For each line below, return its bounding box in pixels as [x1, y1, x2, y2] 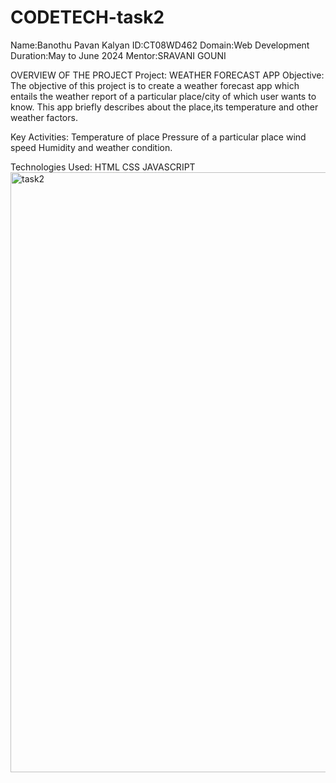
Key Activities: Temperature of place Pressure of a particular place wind [10, 131, 307, 143]
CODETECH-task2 [10, 6, 165, 29]
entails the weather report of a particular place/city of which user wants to [10, 90, 317, 102]
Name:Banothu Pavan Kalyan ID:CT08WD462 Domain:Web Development [10, 39, 310, 51]
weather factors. [10, 111, 78, 123]
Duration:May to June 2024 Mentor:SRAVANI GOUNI [10, 49, 227, 61]
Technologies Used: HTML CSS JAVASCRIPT [10, 161, 196, 173]
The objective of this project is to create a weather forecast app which [10, 79, 300, 91]
